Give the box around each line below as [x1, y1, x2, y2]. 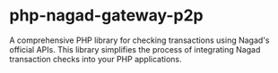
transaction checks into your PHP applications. [9, 53, 182, 64]
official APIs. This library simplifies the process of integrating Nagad [9, 44, 261, 54]
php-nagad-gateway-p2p [9, 5, 204, 26]
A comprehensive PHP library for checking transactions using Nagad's [9, 35, 270, 45]
